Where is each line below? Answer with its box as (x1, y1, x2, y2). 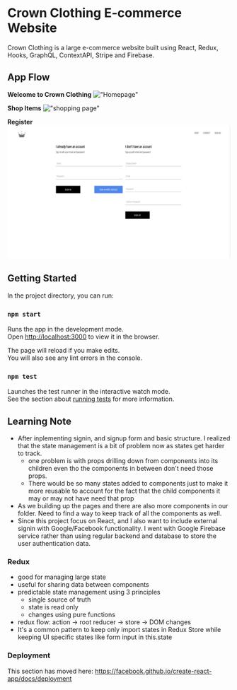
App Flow (7, 71, 50, 83)
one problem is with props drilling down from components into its (28, 457, 219, 465)
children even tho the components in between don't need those (28, 464, 214, 473)
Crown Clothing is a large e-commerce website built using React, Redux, (7, 43, 219, 52)
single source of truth (28, 595, 91, 604)
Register (7, 117, 33, 126)
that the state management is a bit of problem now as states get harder (17, 442, 225, 450)
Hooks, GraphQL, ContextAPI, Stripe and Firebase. (7, 51, 154, 59)
